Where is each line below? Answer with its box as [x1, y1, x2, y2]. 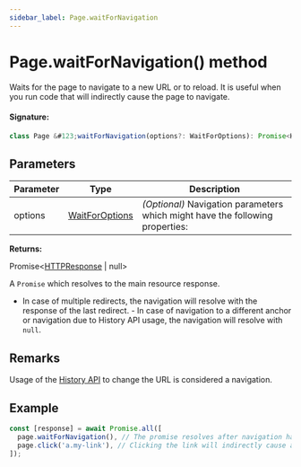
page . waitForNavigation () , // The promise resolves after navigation [17, 432, 282, 441]
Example [9, 401, 59, 416]
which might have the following [142, 209, 273, 222]
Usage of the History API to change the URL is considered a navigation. [9, 374, 273, 385]
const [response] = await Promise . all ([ [9, 424, 163, 434]
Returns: [9, 243, 43, 254]
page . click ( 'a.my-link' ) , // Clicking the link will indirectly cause [17, 441, 287, 450]
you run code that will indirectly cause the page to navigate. [9, 91, 230, 101]
